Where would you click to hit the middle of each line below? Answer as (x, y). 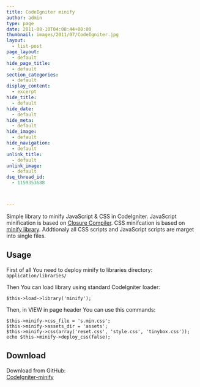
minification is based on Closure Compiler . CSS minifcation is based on (96, 223)
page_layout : (23, 52)
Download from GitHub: (36, 370)
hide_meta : (20, 120)
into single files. (26, 236)
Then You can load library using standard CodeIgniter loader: (83, 287)
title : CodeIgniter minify (41, 12)
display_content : (28, 86)
